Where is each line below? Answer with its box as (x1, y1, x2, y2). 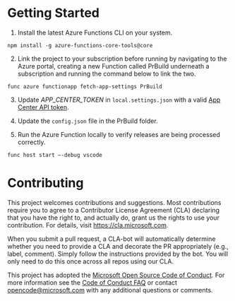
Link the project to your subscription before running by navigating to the (17, 54, 227, 63)
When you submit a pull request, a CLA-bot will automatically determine (7, 235, 216, 243)
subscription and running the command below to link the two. (17, 69, 196, 78)
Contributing (7, 175, 84, 191)
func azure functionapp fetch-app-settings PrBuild (7, 83, 162, 90)
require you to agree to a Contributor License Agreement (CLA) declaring (7, 206, 220, 214)
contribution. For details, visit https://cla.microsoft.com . (7, 220, 169, 229)
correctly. (17, 138, 46, 146)
